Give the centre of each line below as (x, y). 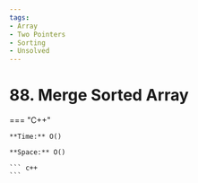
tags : (19, 17)
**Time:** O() (36, 137)
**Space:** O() (38, 152)
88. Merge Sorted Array (99, 96)
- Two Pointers (38, 34)
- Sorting (28, 43)
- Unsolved (30, 51)
